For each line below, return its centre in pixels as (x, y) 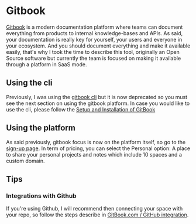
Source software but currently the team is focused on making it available (94, 58)
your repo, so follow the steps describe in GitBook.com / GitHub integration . (97, 215)
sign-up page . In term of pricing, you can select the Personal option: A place (98, 148)
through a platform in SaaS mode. (47, 64)
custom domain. (25, 161)
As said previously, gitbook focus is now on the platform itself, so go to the (96, 142)
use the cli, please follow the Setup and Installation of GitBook (81, 109)
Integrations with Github (42, 196)
